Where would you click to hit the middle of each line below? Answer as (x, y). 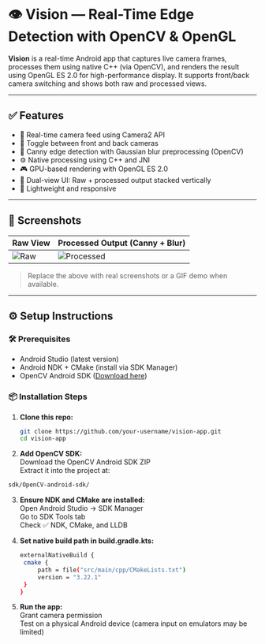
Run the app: (41, 607)
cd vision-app (43, 439)
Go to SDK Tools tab (52, 517)
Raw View (31, 243)
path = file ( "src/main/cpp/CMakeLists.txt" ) (112, 570)
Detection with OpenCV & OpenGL (122, 37)
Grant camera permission (61, 616)
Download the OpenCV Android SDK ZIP (85, 462)
